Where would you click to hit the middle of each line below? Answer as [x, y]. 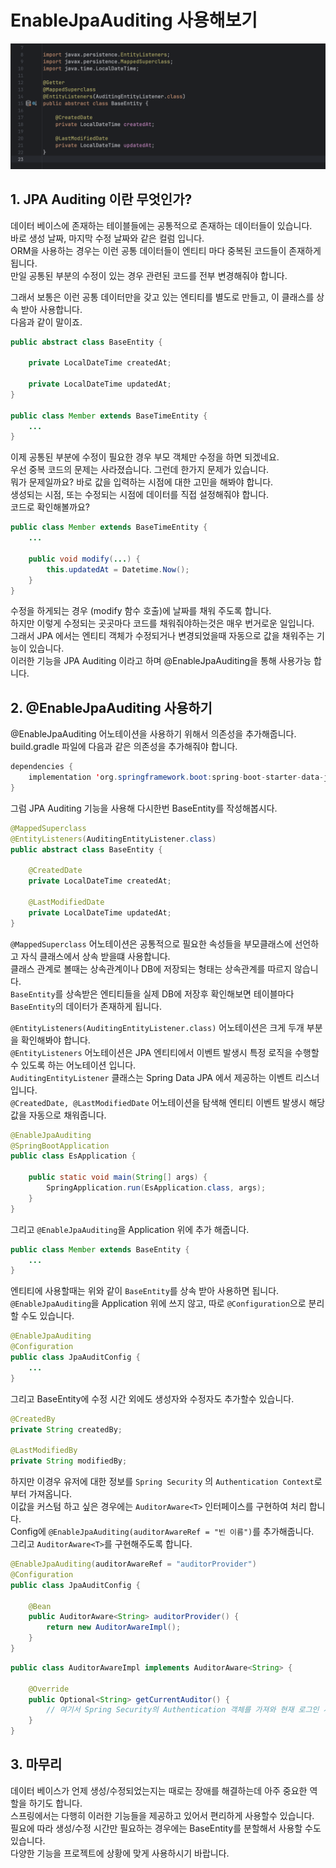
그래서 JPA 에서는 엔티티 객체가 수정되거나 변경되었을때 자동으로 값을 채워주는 [162, 636]
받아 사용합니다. [51, 309]
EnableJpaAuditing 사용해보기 [134, 20]
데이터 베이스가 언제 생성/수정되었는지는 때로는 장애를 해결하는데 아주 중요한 [159, 1790]
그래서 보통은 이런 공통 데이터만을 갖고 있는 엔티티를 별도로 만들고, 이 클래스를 [162, 297]
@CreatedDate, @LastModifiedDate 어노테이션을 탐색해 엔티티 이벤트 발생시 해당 [168, 1102]
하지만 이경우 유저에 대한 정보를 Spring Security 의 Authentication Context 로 [166, 1481]
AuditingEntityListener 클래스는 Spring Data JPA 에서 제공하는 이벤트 [151, 1077]
